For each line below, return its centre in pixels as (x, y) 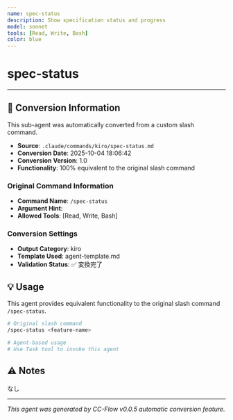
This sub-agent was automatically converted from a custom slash (101, 124)
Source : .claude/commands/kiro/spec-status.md (85, 145)
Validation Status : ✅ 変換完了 (60, 264)
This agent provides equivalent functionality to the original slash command (114, 304)
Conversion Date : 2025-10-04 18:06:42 (74, 153)
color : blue (24, 40)
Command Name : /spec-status (62, 201)
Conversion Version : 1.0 (52, 160)
